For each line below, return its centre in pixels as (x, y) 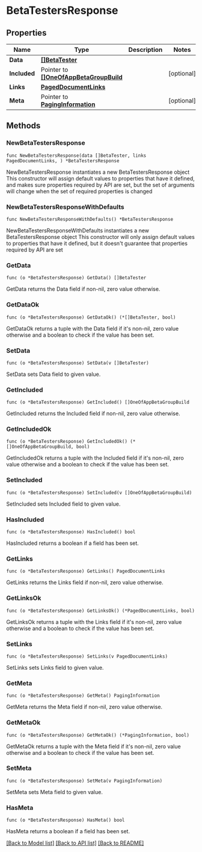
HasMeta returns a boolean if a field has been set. (68, 831)
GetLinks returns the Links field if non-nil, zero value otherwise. (85, 582)
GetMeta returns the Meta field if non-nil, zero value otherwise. (84, 707)
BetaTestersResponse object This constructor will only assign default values (101, 237)
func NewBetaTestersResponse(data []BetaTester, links (76, 155)
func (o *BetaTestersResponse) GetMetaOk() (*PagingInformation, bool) (98, 735)
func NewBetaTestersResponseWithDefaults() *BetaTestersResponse (90, 219)
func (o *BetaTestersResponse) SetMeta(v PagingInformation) (84, 781)
